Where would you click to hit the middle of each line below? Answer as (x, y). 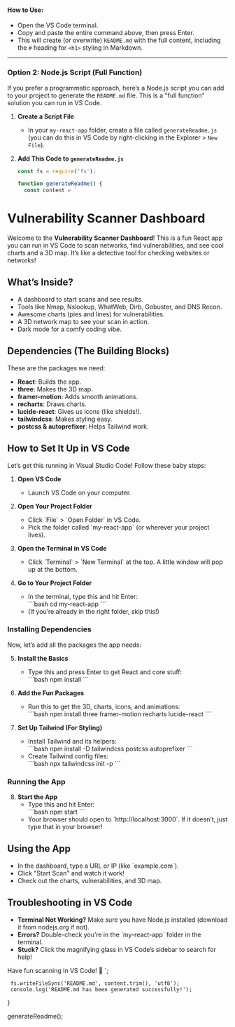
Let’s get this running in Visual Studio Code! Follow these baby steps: (107, 465)
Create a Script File (46, 116)
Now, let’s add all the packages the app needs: (74, 645)
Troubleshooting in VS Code (70, 902)
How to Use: (26, 10)
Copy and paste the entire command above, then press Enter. (106, 33)
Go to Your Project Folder (55, 583)
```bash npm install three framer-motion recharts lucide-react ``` (120, 714)
